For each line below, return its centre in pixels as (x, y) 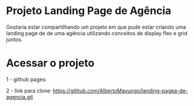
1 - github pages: (26, 79)
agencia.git (20, 97)
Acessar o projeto (50, 63)
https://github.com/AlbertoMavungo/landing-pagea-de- (120, 90)
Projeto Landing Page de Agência (89, 11)
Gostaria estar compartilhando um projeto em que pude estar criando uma (96, 27)
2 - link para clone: (29, 90)
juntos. (14, 39)
